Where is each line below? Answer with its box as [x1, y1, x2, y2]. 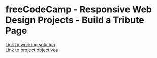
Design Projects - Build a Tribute [5, 14, 145, 26]
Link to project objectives [5, 47, 58, 53]
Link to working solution [5, 41, 56, 47]
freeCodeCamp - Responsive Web [5, 4, 152, 15]
